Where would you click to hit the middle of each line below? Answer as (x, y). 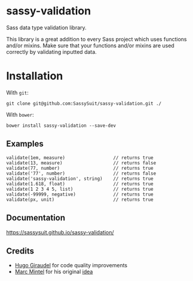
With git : (17, 92)
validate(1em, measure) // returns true (80, 158)
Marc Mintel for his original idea (54, 272)
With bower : (20, 114)
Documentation (36, 218)
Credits (20, 251)
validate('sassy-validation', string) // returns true (80, 178)
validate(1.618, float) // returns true (80, 184)
